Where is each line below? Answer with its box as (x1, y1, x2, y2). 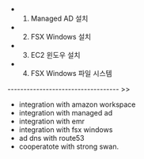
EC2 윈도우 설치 (30, 51, 81, 59)
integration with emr (18, 116, 85, 126)
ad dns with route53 (18, 134, 85, 142)
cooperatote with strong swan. (18, 142, 119, 151)
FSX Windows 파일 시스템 (30, 69, 112, 78)
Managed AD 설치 (30, 13, 89, 23)
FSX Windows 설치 (30, 32, 92, 41)
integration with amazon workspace (18, 100, 136, 109)
